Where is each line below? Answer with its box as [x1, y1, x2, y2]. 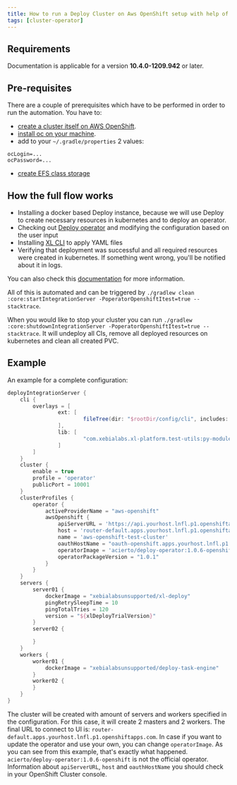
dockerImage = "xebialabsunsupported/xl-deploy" [44, 592, 191, 600]
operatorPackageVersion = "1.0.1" [57, 553, 159, 561]
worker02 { [32, 678, 65, 685]
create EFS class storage [17, 169, 90, 178]
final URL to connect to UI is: [7, 724, 90, 734]
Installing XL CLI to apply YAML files [17, 238, 123, 247]
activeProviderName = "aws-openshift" [44, 507, 159, 515]
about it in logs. [17, 260, 63, 269]
